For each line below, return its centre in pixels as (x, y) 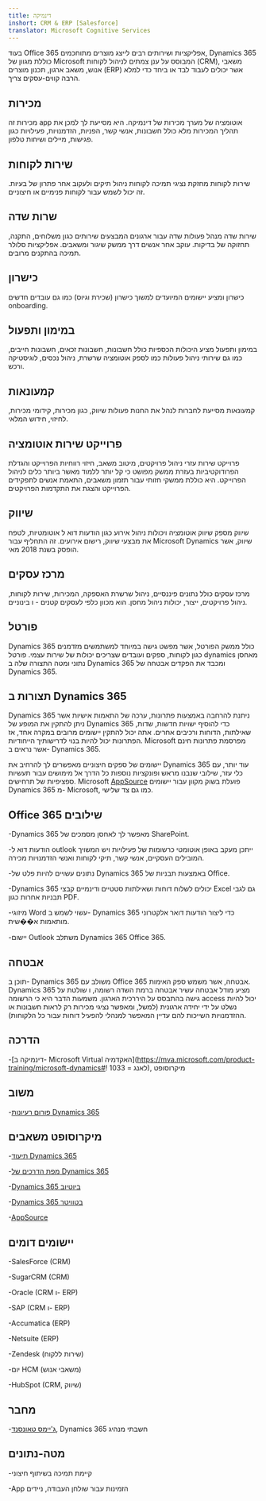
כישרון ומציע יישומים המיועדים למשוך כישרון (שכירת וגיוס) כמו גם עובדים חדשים (126, 297)
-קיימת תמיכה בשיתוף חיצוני (50, 1473)
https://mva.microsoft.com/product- (196, 1059)
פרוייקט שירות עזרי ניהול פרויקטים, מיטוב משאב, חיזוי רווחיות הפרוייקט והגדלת (124, 463)
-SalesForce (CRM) (40, 1262)
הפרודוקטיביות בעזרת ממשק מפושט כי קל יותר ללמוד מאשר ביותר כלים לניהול (124, 472)
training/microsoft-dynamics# (57, 1068)
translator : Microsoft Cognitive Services (79, 30)
